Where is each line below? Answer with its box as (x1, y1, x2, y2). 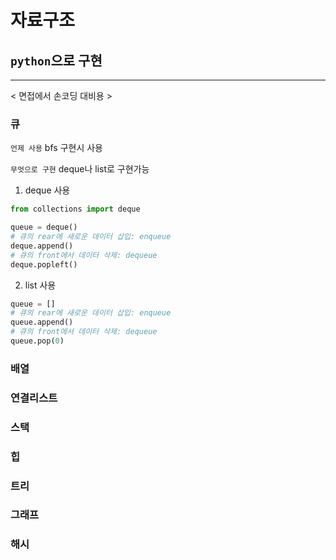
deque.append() (10, 241, 74, 251)
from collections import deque (10, 204, 141, 215)
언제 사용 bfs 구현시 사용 (10, 142, 103, 154)
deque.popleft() (10, 259, 78, 270)
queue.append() (10, 317, 74, 328)
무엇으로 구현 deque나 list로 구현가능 (10, 163, 150, 175)
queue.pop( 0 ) (10, 336, 65, 346)
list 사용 (24, 279, 57, 291)
